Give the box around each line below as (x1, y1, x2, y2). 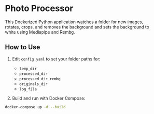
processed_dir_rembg (19, 76, 61, 81)
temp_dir (19, 66, 37, 71)
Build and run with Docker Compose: (12, 95, 85, 101)
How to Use (5, 43, 41, 51)
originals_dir (19, 82, 48, 86)
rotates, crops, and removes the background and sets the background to (5, 24, 150, 29)
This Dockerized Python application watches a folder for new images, (5, 19, 143, 25)
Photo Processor (5, 3, 73, 14)
